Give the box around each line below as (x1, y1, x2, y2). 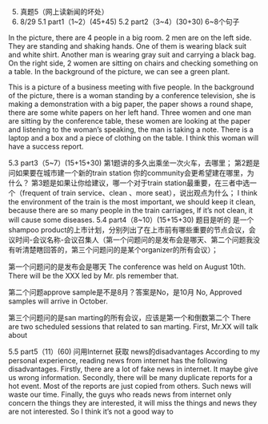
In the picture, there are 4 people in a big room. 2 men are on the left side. (8, 33, 252, 42)
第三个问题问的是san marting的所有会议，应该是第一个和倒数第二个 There (8, 313, 251, 322)
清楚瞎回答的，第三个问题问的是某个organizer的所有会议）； (22, 245, 218, 254)
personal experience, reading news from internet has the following (8, 356, 228, 365)
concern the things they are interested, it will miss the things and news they (8, 398, 258, 407)
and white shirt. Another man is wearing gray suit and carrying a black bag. (8, 50, 256, 59)
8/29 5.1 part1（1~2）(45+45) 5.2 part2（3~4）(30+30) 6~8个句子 (19, 17, 240, 26)
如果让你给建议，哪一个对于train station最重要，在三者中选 (56, 178, 250, 188)
